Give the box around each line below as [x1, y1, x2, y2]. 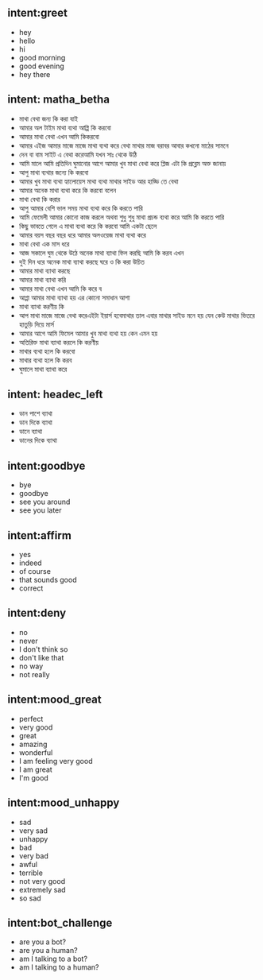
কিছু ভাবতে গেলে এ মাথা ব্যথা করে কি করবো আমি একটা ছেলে [18, 221, 157, 230]
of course [18, 567, 51, 576]
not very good [18, 876, 65, 885]
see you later [18, 505, 62, 515]
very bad [18, 850, 48, 861]
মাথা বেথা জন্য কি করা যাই [18, 114, 79, 123]
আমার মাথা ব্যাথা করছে [18, 265, 71, 275]
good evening [18, 61, 64, 71]
